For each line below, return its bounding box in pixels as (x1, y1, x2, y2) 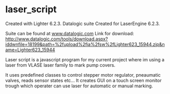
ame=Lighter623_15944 (5, 46, 55, 53)
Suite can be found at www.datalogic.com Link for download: (5, 30, 134, 36)
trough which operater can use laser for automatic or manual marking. (5, 83, 153, 89)
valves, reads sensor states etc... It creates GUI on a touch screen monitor (5, 77, 162, 83)
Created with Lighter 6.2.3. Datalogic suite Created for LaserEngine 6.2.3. (5, 20, 160, 27)
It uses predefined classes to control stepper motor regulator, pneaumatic (5, 72, 161, 78)
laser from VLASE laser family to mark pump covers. (5, 62, 116, 68)
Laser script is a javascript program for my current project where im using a (5, 56, 165, 62)
